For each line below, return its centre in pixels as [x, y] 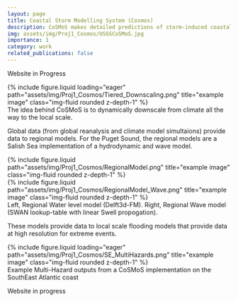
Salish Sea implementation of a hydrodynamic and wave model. [100, 146]
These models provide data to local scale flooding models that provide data [118, 226]
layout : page [27, 14]
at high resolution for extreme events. [62, 233]
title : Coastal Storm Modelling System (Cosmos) [80, 21]
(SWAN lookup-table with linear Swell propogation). [83, 212]
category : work [30, 47]
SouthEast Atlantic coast [43, 277]
